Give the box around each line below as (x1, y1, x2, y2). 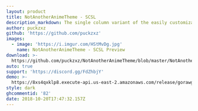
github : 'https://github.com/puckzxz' (6, 31, 101, 36)
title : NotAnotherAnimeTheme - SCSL (6, 14, 96, 20)
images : (6, 36, 25, 42)
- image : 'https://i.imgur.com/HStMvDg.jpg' (11, 42, 123, 48)
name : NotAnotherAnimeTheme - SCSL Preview (16, 47, 126, 53)
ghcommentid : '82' (6, 90, 51, 96)
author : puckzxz (6, 25, 46, 31)
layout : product (6, 8, 46, 15)
